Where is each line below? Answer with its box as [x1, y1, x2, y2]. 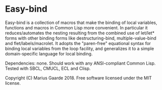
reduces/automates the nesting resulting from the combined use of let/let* [5, 30, 155, 36]
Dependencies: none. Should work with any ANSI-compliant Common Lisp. [5, 60, 156, 66]
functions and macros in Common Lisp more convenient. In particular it [5, 24, 148, 30]
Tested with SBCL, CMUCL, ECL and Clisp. [5, 65, 91, 71]
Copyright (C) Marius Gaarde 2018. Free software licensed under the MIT [5, 75, 152, 81]
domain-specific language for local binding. [5, 50, 93, 57]
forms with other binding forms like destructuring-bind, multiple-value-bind [5, 35, 157, 41]
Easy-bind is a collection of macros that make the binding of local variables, [5, 20, 158, 25]
